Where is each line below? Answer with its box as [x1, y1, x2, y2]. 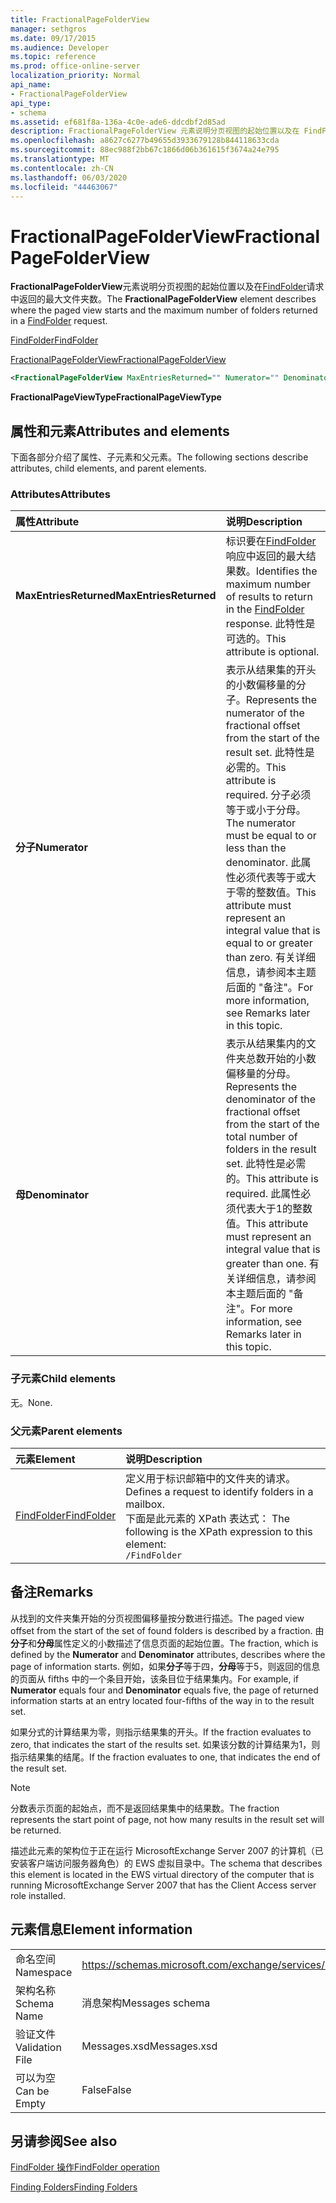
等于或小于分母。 [225, 803, 307, 817]
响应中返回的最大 [225, 549, 307, 563]
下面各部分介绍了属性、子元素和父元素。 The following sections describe [10, 451, 309, 463]
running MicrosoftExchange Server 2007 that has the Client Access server [10, 1879, 317, 1891]
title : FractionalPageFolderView [10, 14, 150, 25]
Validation [15, 2040, 62, 2054]
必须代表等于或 [235, 871, 307, 885]
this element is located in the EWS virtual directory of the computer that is [10, 1868, 315, 1880]
